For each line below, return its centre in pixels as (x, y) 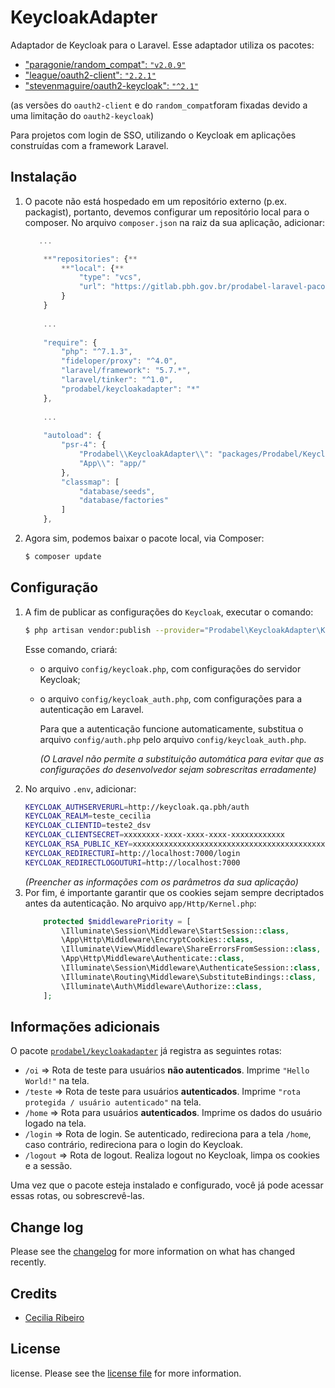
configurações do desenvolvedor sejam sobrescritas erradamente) (178, 769)
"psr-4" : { (84, 445)
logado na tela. (55, 1123)
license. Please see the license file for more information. (126, 1373)
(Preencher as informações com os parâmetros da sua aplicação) (161, 882)
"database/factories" (123, 501)
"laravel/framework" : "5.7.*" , (126, 371)
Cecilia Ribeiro (54, 1317)
